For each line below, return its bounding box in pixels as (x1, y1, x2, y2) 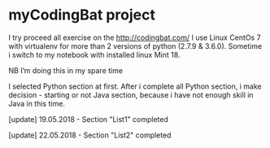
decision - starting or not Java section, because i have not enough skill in (8, 89, 254, 99)
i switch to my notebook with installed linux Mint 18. (8, 50, 181, 59)
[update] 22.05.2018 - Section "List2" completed (8, 130, 172, 140)
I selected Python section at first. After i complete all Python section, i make (8, 81, 262, 91)
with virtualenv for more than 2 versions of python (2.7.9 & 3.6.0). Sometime (8, 41, 263, 50)
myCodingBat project (8, 6, 156, 24)
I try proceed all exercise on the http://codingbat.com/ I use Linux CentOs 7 (8, 33, 262, 42)
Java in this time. (8, 98, 65, 108)
